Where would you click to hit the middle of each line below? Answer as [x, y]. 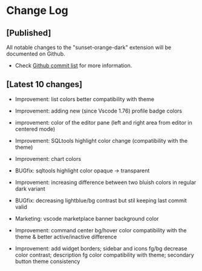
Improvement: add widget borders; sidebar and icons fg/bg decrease [101, 248]
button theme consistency [47, 261]
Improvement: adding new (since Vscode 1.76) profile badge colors [99, 111]
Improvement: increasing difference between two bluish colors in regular [106, 182]
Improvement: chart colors [48, 158]
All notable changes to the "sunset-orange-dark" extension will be [89, 47]
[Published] [29, 33]
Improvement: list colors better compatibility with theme [84, 99]
